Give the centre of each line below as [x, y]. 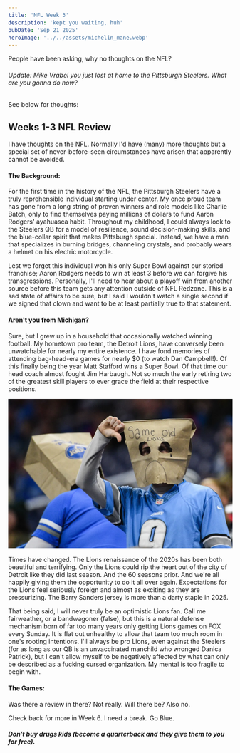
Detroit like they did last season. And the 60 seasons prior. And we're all [114, 575]
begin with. [25, 672]
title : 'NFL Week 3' [39, 15]
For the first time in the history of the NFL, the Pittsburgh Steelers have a [115, 192]
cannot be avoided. [36, 160]
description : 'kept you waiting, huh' [66, 22]
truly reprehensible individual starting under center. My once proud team [115, 199]
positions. [22, 389]
